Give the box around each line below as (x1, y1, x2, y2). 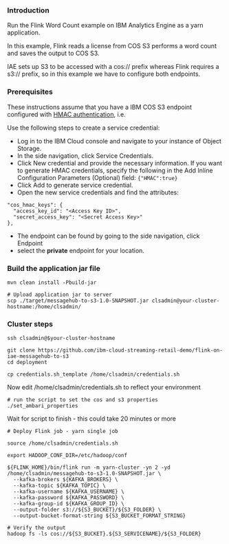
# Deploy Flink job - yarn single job (7, 428, 118, 435)
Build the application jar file (7, 263, 101, 273)
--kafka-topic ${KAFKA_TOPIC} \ (13, 482, 107, 490)
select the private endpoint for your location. (17, 246, 144, 254)
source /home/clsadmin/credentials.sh (7, 440, 118, 447)
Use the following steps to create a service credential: (7, 123, 160, 132)
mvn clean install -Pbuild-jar (7, 279, 97, 286)
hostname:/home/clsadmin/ (7, 303, 81, 310)
